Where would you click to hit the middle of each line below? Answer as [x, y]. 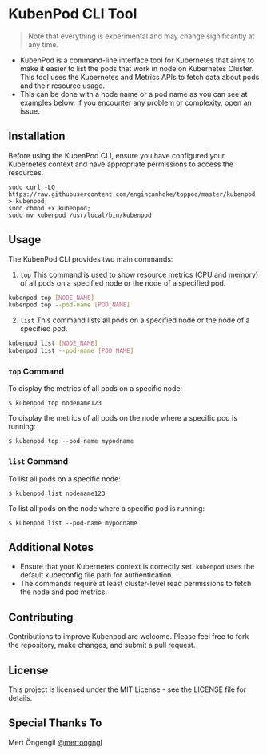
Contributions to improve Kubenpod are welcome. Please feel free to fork [129, 637]
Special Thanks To [55, 723]
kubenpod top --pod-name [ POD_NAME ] [69, 305]
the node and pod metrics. [64, 592]
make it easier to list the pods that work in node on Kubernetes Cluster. [137, 68]
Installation [37, 136]
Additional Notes [51, 547]
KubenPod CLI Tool [73, 14]
